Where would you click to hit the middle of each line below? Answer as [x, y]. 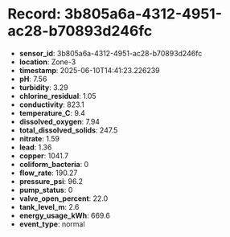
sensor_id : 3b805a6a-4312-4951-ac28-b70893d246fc [111, 53]
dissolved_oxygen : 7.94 [60, 121]
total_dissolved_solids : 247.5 [68, 130]
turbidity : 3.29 [44, 87]
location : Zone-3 [47, 62]
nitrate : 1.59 [39, 138]
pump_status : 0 [46, 190]
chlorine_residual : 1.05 [58, 96]
